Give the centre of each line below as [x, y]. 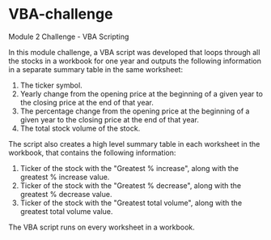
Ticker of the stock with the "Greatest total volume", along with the [131, 203]
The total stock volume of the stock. [80, 128]
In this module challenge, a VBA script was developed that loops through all [134, 52]
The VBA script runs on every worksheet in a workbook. [102, 227]
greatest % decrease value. [66, 194]
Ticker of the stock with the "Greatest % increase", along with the [129, 168]
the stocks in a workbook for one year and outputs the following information [135, 61]
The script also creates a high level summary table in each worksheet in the [134, 144]
